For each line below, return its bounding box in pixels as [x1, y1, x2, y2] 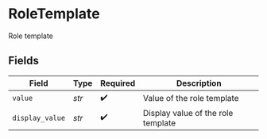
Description [176, 77, 222, 88]
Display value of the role [142, 107, 234, 118]
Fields [8, 54, 40, 68]
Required [100, 77, 136, 88]
